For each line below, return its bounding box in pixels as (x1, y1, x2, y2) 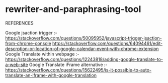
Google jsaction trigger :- (5, 29, 57, 35)
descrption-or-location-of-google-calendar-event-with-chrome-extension (5, 45, 159, 51)
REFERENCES (5, 20, 34, 26)
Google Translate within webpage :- (5, 51, 79, 57)
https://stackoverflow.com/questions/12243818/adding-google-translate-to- (5, 56, 163, 62)
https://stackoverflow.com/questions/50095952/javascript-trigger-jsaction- (5, 35, 162, 41)
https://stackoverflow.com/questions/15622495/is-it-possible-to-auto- (5, 66, 152, 73)
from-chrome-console (5, 40, 51, 46)
